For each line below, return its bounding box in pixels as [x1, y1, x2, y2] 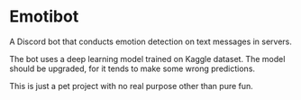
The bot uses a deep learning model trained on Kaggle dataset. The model [9, 53, 286, 64]
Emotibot [9, 6, 79, 27]
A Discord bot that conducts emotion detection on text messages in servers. [9, 36, 293, 47]
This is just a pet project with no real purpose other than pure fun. [9, 80, 254, 91]
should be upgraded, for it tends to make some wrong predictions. [9, 63, 255, 74]
